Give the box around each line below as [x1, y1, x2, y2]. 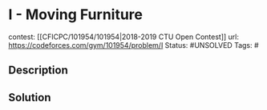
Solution [8, 90, 51, 104]
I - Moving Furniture [8, 6, 143, 24]
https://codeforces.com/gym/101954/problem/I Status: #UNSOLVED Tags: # [8, 40, 259, 49]
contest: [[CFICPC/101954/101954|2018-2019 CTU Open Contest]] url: [8, 32, 239, 41]
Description [8, 64, 68, 77]
